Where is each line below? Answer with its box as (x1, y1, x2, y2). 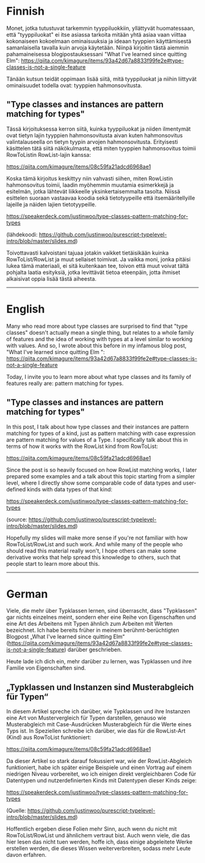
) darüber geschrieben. (63, 646, 122, 654)
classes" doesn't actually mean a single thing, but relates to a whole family (6, 328, 194, 336)
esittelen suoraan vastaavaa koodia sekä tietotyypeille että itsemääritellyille (6, 194, 195, 201)
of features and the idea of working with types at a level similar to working (6, 335, 193, 342)
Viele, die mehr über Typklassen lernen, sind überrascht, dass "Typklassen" (6, 607, 197, 615)
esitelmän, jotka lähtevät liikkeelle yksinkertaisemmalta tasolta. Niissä (6, 187, 181, 195)
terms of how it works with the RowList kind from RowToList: (6, 442, 159, 450)
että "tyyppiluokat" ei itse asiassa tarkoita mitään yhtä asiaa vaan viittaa (6, 31, 187, 38)
